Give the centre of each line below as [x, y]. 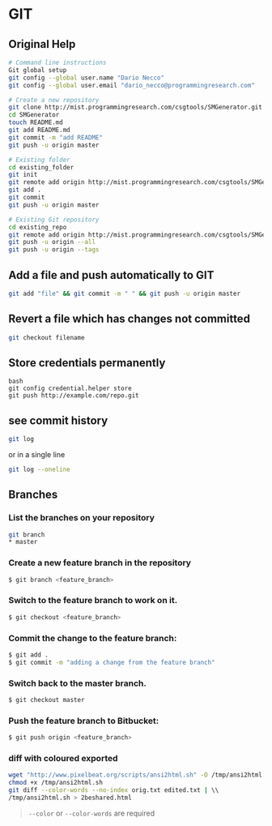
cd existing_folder [41, 167]
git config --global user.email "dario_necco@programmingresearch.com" [132, 85]
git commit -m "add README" [56, 137]
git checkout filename [47, 337]
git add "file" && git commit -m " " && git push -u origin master [125, 293]
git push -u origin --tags [54, 250]
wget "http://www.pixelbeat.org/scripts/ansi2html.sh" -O [108, 775]
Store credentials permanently [87, 363]
